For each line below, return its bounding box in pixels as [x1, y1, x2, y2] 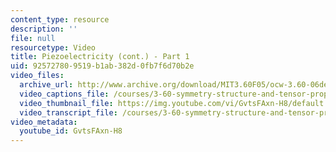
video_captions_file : [19, 89, 110, 99]
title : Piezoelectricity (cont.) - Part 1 [10, 52, 190, 62]
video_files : [10, 71, 65, 81]
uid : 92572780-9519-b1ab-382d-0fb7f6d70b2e [10, 61, 195, 71]
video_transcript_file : [19, 107, 118, 118]
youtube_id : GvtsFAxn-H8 [19, 126, 123, 136]
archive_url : [19, 80, 74, 90]
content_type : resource [10, 14, 110, 25]
